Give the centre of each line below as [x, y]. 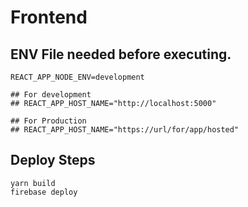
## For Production [48, 121]
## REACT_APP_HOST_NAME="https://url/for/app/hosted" [125, 130]
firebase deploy [44, 192]
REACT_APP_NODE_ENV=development [77, 77]
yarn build [33, 183]
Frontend [49, 17]
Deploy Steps [53, 160]
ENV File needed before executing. [121, 54]
